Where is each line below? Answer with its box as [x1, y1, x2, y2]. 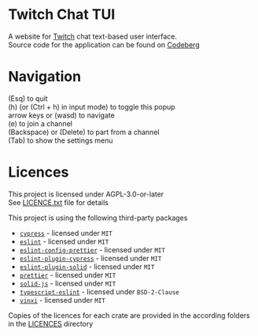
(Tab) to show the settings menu [8, 136, 113, 145]
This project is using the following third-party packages [8, 213, 188, 222]
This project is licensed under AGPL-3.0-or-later [8, 189, 164, 199]
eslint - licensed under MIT [19, 237, 109, 246]
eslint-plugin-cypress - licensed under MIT [19, 253, 162, 263]
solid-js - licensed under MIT [19, 278, 116, 288]
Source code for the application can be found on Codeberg [8, 39, 200, 49]
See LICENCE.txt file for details [8, 197, 109, 207]
